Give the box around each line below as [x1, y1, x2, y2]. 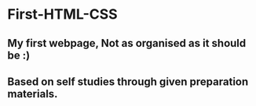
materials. [7, 87, 58, 101]
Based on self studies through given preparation [7, 75, 249, 88]
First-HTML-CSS [7, 5, 119, 23]
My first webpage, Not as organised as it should [7, 37, 247, 50]
